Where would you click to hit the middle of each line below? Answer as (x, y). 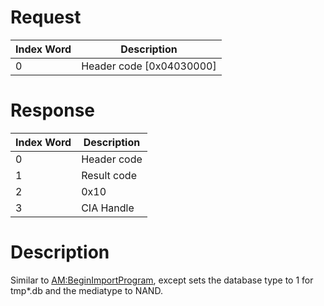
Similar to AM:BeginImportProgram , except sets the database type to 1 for (162, 280)
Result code (109, 175)
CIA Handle (108, 208)
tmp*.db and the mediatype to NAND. (86, 290)
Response (53, 110)
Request (46, 17)
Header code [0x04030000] (149, 66)
